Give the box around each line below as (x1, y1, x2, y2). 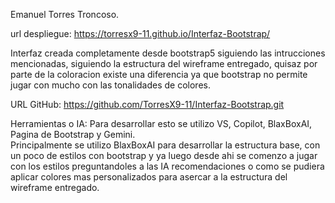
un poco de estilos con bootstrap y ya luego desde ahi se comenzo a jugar (10, 150, 318, 161)
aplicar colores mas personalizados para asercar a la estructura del (10, 171, 288, 183)
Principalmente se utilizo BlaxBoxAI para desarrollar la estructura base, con (10, 139, 321, 151)
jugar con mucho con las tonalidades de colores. (10, 79, 211, 91)
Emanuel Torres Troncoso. (10, 9, 120, 20)
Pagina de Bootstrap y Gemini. (10, 129, 136, 140)
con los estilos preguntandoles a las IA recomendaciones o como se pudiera (10, 160, 325, 172)
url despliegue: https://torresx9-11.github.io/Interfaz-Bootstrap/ (10, 28, 271, 39)
